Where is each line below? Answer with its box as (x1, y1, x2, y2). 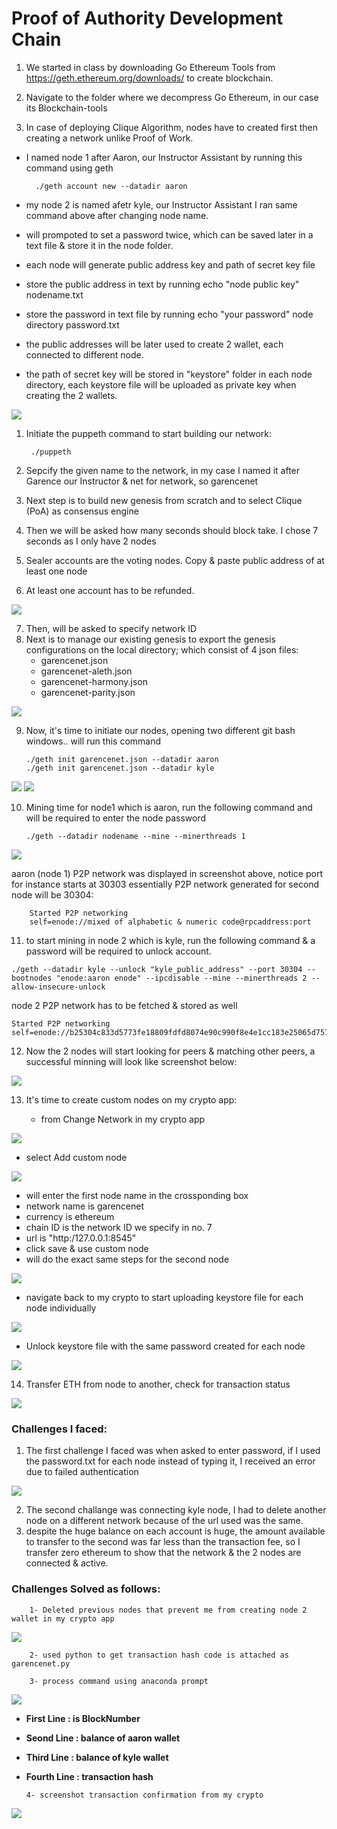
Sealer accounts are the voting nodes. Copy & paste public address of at (25, 554, 325, 566)
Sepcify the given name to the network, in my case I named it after (25, 464, 301, 476)
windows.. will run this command (25, 735, 162, 747)
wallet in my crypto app (11, 1613, 115, 1624)
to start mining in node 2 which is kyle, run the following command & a (25, 934, 316, 946)
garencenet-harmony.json (40, 675, 148, 687)
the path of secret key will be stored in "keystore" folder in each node (25, 368, 313, 380)
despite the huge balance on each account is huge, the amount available (25, 1525, 326, 1537)
